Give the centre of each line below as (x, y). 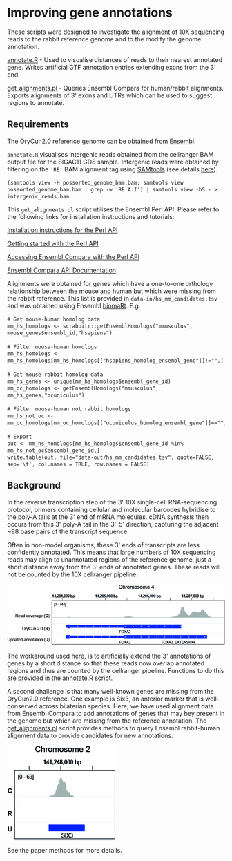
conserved (22, 706)
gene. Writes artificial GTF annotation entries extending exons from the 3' (112, 67)
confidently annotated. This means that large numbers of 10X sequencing (112, 552)
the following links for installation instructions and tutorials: (91, 216)
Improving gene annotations (90, 13)
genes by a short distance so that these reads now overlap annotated (106, 663)
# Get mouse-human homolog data (54, 319)
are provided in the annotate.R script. (60, 678)
